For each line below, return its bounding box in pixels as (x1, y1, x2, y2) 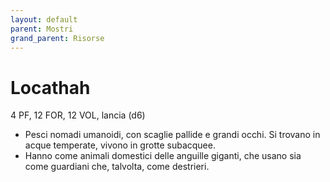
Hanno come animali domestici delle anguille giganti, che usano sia (24, 150, 302, 162)
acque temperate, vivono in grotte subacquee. (24, 139, 216, 151)
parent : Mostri (10, 24, 74, 34)
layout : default (10, 14, 78, 25)
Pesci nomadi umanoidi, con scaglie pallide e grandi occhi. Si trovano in (24, 129, 321, 141)
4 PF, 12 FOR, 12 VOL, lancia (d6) (10, 109, 146, 121)
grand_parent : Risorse (10, 33, 105, 43)
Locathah (10, 76, 91, 99)
